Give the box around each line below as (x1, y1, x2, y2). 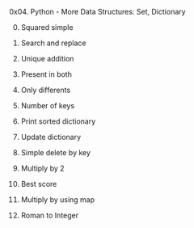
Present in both (20, 70, 72, 79)
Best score (20, 179, 57, 188)
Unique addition (20, 54, 74, 63)
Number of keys (20, 101, 75, 110)
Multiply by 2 (20, 163, 65, 173)
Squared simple (20, 23, 74, 32)
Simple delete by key (20, 148, 91, 157)
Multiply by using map (20, 195, 95, 205)
